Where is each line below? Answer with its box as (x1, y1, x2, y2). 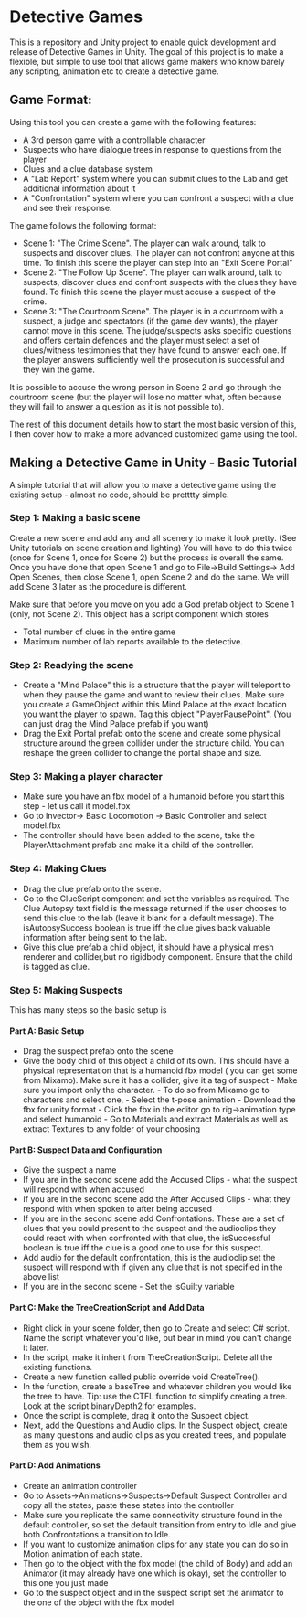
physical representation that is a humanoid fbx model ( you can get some (22, 1065, 298, 1076)
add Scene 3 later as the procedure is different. (9, 580, 187, 591)
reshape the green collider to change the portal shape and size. (22, 748, 262, 759)
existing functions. (22, 1361, 93, 1372)
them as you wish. (22, 1439, 91, 1450)
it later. (22, 1342, 48, 1353)
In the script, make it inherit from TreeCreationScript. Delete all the (22, 1351, 273, 1363)
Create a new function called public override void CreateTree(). (22, 1371, 260, 1382)
